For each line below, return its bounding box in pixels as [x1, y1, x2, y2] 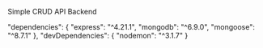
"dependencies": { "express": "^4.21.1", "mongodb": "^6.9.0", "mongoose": [7, 22, 256, 31]
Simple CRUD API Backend [7, 7, 98, 16]
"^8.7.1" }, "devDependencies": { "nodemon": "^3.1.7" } [7, 31, 189, 40]
